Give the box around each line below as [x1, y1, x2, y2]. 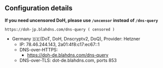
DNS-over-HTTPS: [19, 46, 58, 52]
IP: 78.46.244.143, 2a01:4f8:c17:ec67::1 [19, 41, 100, 47]
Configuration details [5, 4, 73, 12]
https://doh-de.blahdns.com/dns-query [27, 52, 109, 58]
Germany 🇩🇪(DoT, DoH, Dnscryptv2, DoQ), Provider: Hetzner [12, 35, 140, 41]
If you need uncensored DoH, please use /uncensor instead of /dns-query [5, 17, 158, 23]
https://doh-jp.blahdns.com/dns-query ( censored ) [5, 27, 115, 32]
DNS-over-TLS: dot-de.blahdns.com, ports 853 [19, 57, 117, 63]
